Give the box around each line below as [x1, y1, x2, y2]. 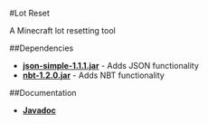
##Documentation [9, 88, 77, 98]
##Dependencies [9, 43, 74, 53]
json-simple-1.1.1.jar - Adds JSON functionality [22, 61, 199, 71]
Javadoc [22, 105, 56, 116]
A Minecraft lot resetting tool [9, 25, 116, 35]
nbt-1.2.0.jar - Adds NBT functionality [22, 70, 165, 81]
